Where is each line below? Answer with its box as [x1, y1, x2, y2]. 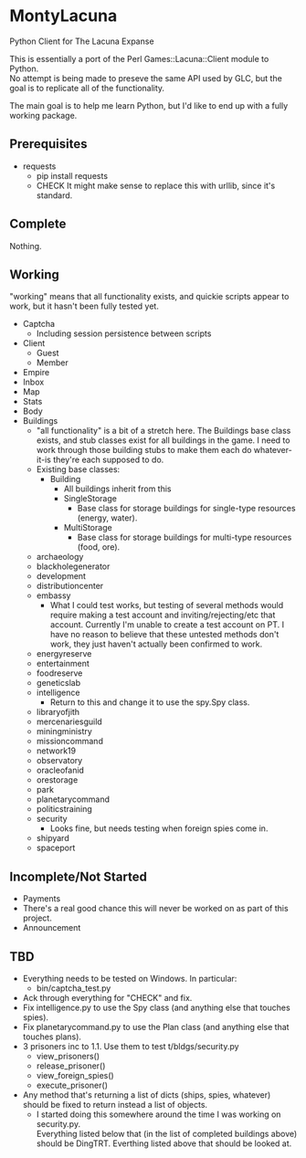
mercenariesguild [36, 716, 102, 727]
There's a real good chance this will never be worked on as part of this [22, 903, 290, 914]
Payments [22, 893, 61, 904]
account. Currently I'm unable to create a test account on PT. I [49, 619, 285, 630]
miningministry [36, 726, 93, 737]
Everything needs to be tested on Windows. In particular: [22, 974, 237, 984]
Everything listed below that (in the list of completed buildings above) [36, 1129, 298, 1139]
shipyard [36, 833, 70, 844]
